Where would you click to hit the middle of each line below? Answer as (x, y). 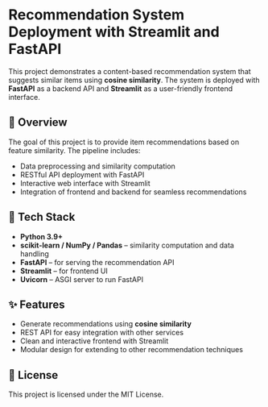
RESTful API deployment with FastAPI (82, 174)
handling (35, 253)
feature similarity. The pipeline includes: (74, 150)
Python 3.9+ (41, 236)
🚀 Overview (38, 123)
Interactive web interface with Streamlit (85, 183)
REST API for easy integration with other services (101, 333)
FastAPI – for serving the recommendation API (97, 262)
